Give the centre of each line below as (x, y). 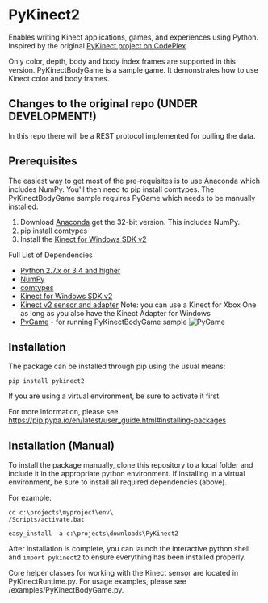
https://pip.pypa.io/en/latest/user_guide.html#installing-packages (117, 420)
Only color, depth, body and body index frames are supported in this (122, 61)
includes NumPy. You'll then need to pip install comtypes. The (111, 189)
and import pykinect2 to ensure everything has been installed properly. (127, 557)
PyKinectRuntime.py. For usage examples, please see (98, 581)
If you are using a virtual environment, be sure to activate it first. (115, 396)
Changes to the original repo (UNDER (103, 104)
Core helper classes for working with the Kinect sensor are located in (124, 573)
